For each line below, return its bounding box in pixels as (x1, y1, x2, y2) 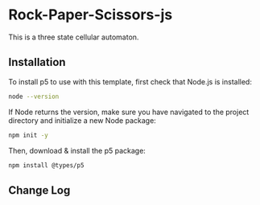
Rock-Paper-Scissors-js (8, 6, 173, 24)
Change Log (8, 183, 71, 197)
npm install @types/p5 (8, 161, 85, 170)
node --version (8, 92, 60, 100)
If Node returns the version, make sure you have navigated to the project (8, 107, 250, 117)
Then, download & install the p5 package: (8, 146, 147, 155)
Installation (8, 55, 66, 69)
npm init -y (8, 131, 48, 139)
